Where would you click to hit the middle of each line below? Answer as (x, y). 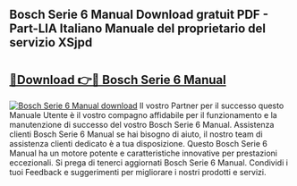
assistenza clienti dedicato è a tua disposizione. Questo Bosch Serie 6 (139, 144)
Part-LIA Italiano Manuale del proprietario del (138, 29)
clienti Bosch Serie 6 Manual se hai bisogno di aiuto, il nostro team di (136, 134)
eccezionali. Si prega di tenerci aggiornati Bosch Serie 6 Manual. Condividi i (149, 163)
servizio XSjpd (51, 42)
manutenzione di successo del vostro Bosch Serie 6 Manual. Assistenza (142, 125)
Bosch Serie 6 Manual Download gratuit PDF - (139, 15)
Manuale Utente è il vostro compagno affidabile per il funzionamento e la (143, 115)
